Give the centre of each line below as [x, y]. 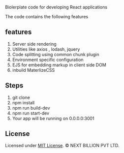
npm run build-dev [31, 108]
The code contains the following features [47, 16]
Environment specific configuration [48, 60]
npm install [23, 102]
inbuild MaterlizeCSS [33, 70]
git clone [21, 97]
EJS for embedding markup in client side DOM [59, 65]
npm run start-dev [31, 113]
